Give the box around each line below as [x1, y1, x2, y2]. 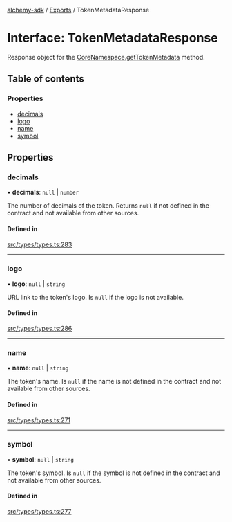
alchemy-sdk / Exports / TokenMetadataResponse [7, 6, 150, 14]
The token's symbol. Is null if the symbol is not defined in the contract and [7, 469, 220, 477]
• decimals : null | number [7, 188, 79, 197]
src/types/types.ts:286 [7, 325, 72, 333]
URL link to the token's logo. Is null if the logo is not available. [7, 293, 184, 301]
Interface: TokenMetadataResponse [7, 30, 219, 46]
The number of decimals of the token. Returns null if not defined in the [7, 201, 209, 210]
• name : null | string [7, 363, 69, 372]
